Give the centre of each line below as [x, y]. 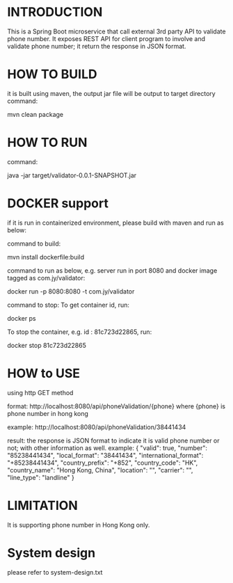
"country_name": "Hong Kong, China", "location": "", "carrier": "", [100, 470]
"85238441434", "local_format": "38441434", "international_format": [105, 455]
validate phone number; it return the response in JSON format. [97, 46]
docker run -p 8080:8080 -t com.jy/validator [71, 291]
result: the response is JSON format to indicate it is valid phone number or [114, 440]
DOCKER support [58, 203]
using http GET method [40, 392]
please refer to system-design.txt [55, 572]
